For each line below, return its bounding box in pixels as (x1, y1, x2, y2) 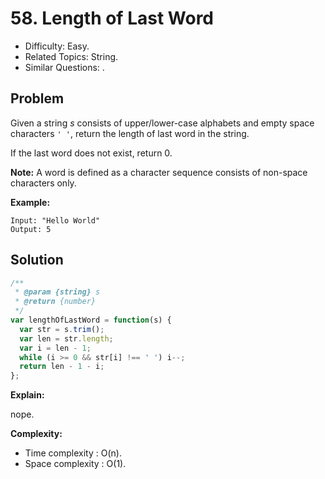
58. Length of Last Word (10, 7, 214, 30)
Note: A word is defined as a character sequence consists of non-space (10, 166, 308, 178)
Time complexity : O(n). (24, 447, 122, 459)
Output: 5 (10, 224, 52, 234)
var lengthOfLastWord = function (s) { (10, 315, 172, 326)
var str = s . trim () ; (19, 324, 105, 334)
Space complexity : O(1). (24, 458, 127, 470)
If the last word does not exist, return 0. (10, 147, 173, 159)
